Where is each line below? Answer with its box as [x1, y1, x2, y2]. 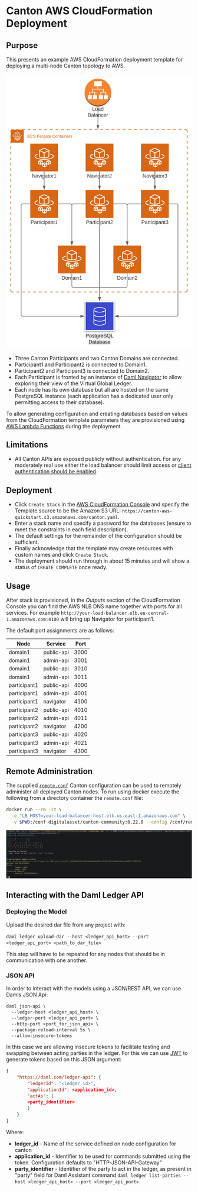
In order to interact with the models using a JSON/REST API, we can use [6, 985, 181, 992]
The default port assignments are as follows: [6, 627, 114, 634]
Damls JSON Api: [6, 991, 48, 998]
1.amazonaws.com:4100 [6, 617, 60, 622]
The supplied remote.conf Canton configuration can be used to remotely [6, 782, 181, 789]
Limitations [6, 440, 48, 450]
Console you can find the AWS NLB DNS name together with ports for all [6, 603, 182, 610]
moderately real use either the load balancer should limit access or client [14, 461, 192, 469]
